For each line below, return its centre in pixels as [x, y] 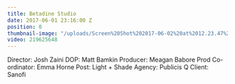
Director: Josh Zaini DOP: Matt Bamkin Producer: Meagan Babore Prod [109, 59]
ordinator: [21, 67]
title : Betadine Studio [42, 14]
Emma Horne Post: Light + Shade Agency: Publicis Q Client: [123, 67]
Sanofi [17, 75]
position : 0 [24, 27]
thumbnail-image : [33, 33]
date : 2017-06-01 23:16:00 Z [50, 20]
